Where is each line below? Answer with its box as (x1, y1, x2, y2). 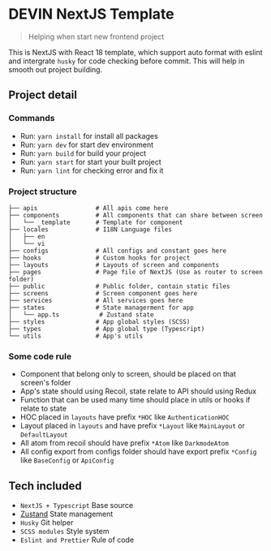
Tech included (8, 479, 83, 493)
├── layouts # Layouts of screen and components (8, 260, 220, 269)
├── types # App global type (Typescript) (8, 325, 205, 333)
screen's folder (19, 378, 71, 388)
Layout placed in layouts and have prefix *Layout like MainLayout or (19, 421, 246, 431)
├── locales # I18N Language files (8, 225, 173, 234)
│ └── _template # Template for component (8, 218, 183, 226)
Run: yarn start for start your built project (19, 157, 162, 166)
